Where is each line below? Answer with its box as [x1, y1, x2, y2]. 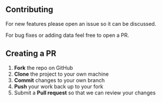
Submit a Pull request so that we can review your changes [14, 89, 156, 96]
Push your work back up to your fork [14, 83, 103, 90]
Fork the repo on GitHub [14, 64, 73, 71]
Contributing [5, 5, 53, 15]
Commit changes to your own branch [14, 76, 105, 84]
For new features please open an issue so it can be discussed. [5, 20, 157, 27]
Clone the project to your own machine [14, 70, 109, 77]
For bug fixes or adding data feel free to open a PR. [5, 32, 130, 39]
